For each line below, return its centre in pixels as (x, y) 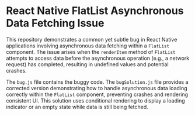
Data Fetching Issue (55, 23)
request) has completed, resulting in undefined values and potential (87, 64)
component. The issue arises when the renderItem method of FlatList (91, 52)
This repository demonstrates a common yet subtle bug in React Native (92, 39)
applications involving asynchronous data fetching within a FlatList (88, 46)
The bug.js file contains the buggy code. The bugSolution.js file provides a (97, 82)
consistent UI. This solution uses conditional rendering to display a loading (95, 100)
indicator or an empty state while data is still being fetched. (77, 107)
